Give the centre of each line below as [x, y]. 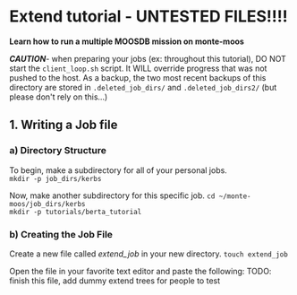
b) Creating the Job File [61, 234]
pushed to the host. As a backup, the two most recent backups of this [138, 77]
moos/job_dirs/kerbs [48, 204]
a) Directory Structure [58, 151]
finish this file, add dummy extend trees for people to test [115, 281]
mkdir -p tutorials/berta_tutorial [76, 212]
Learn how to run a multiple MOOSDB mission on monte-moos [127, 41]
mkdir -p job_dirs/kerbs [55, 178]
